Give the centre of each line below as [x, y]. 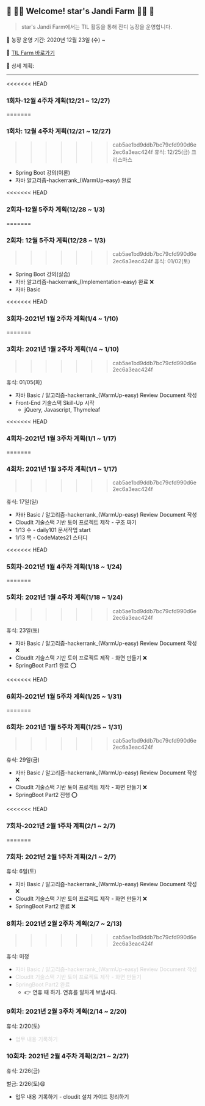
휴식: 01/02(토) [172, 261]
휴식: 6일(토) [21, 871]
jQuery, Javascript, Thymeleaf [62, 409]
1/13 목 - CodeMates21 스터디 [51, 537]
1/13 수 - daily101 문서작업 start [53, 530]
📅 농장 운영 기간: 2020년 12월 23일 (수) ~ [56, 40]
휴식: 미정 [18, 956]
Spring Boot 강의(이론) [43, 173]
